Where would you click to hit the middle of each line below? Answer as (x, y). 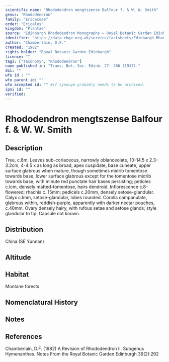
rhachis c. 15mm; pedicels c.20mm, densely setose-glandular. (90, 192)
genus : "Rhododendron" (29, 15)
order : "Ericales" (24, 24)
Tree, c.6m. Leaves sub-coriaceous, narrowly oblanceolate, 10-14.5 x (77, 160)
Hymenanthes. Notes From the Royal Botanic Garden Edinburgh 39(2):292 (82, 354)
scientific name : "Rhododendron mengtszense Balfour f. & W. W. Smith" (82, 10)
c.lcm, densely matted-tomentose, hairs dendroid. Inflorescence (72, 187)
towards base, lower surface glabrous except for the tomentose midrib (78, 176)
